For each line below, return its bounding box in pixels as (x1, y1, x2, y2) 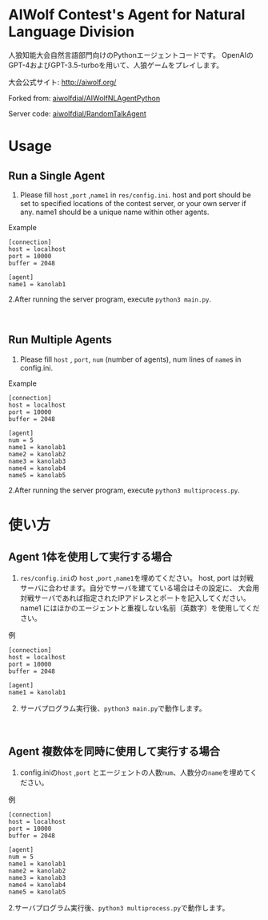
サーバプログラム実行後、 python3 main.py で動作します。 (19, 703, 206, 713)
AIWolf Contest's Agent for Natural (8, 6, 246, 24)
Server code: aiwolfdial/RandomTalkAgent (8, 108, 146, 118)
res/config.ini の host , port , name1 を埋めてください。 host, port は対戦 (19, 573, 254, 582)
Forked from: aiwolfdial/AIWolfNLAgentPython (8, 93, 161, 103)
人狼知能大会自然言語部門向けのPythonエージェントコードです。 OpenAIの (8, 50, 254, 59)
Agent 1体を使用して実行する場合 (8, 550, 173, 564)
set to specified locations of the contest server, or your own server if (19, 198, 246, 208)
